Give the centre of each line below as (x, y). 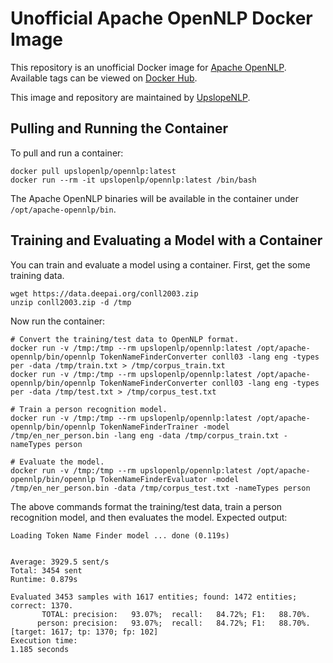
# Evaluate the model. (57, 462)
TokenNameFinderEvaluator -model (169, 479)
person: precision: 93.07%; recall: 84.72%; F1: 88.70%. (173, 623)
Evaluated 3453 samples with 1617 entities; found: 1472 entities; (154, 597)
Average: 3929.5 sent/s (60, 562)
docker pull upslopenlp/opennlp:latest (93, 171)
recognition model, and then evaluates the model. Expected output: (149, 517)
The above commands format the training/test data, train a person (146, 506)
